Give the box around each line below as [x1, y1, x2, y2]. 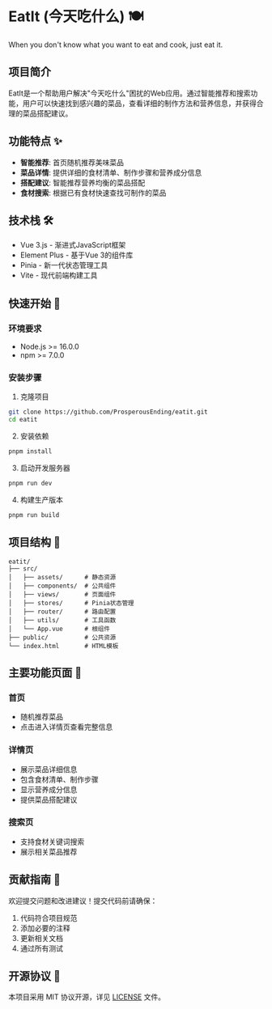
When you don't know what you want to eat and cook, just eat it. [8, 40, 223, 49]
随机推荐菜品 [19, 712, 63, 722]
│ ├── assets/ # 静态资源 [8, 573, 117, 581]
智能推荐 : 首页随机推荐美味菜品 [19, 157, 124, 167]
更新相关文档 [19, 933, 63, 943]
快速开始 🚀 [8, 296, 61, 310]
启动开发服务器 [19, 463, 70, 473]
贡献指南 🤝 [8, 873, 61, 887]
